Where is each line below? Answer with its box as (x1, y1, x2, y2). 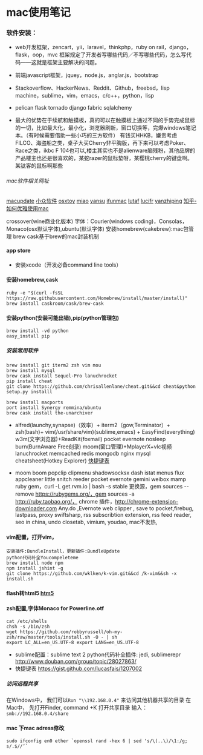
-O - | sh (92, 634, 118, 640)
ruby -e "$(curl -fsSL (6, 290, 63, 296)
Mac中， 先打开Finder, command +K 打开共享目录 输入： (6, 704, 148, 711)
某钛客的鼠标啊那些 (14, 162, 63, 170)
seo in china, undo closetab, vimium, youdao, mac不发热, (14, 519, 158, 526)
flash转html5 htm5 (6, 590, 54, 597)
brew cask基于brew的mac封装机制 (13, 233, 100, 240)
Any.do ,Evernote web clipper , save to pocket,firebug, (58, 505, 194, 512)
